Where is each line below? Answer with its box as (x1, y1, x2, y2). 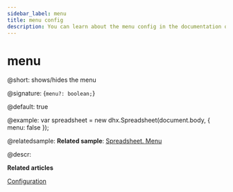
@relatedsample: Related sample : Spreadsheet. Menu (7, 137, 162, 146)
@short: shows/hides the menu (7, 76, 96, 84)
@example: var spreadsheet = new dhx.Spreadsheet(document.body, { (7, 116, 210, 125)
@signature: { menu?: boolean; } (7, 89, 96, 98)
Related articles (7, 164, 53, 172)
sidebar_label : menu (7, 10, 67, 17)
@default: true (7, 103, 49, 111)
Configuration (7, 177, 47, 186)
